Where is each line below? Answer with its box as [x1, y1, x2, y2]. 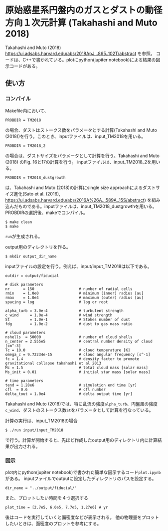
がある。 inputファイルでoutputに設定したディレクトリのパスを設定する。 [5, 475, 157, 481]
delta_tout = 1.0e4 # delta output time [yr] [5, 391, 133, 396]
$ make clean [5, 219, 32, 224]
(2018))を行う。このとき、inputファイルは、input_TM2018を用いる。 [5, 133, 146, 139]
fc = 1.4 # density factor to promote [5, 356, 140, 361]
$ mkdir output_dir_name [5, 253, 57, 259]
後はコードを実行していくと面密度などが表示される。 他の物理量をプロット [5, 514, 160, 520]
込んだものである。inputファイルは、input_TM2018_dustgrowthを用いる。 [5, 203, 157, 209]
